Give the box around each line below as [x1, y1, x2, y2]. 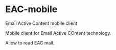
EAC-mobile [5, 4, 58, 15]
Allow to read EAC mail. [5, 39, 55, 46]
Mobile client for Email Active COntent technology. [5, 30, 111, 36]
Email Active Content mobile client [5, 20, 78, 26]
